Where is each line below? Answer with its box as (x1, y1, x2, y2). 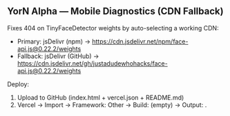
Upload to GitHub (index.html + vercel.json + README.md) (17, 93, 184, 101)
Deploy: (7, 79, 30, 88)
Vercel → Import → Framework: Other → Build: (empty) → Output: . (17, 100, 207, 109)
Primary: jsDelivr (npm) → (17, 37, 91, 46)
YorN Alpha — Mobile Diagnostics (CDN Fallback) (7, 6, 224, 17)
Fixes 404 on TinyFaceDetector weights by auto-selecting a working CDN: (7, 23, 219, 32)
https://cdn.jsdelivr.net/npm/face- (92, 37, 189, 46)
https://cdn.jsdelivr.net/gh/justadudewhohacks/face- (17, 59, 168, 68)
